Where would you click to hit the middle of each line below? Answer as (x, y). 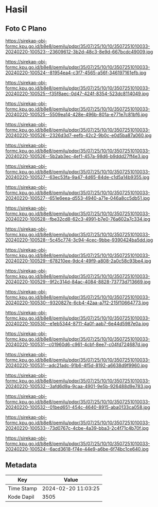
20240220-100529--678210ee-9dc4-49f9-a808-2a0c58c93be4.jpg (78, 261)
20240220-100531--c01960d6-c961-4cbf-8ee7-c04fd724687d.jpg (77, 344)
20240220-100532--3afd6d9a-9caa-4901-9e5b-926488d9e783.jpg (78, 386)
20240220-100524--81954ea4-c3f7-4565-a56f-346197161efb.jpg (76, 73)
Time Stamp (23, 488)
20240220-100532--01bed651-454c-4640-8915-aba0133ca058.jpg (78, 407)
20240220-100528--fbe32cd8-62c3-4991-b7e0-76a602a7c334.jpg (78, 219)
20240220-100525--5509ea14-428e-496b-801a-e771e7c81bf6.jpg (77, 115)
